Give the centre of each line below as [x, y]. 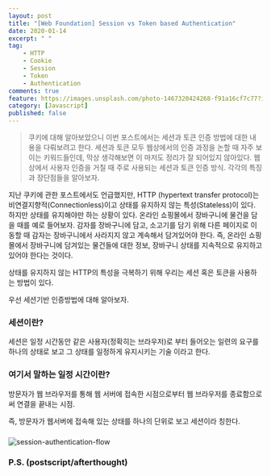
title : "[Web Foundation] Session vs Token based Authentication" [122, 23]
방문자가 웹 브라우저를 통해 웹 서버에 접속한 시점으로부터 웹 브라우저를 [118, 394]
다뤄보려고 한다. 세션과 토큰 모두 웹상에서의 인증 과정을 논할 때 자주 [148, 147]
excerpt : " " [30, 38]
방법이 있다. [35, 282]
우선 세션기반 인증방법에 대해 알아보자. [69, 300]
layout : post [30, 16]
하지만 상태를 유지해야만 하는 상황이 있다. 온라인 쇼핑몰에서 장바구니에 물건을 [129, 215]
